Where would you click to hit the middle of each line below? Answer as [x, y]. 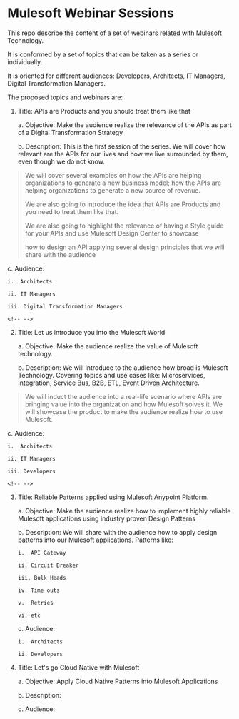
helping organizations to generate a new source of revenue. [113, 190]
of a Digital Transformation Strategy [70, 132]
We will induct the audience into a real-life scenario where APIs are [123, 396]
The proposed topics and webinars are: [65, 97]
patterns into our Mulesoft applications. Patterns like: [95, 540]
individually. [25, 61]
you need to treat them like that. [72, 211]
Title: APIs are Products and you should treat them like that [104, 111]
